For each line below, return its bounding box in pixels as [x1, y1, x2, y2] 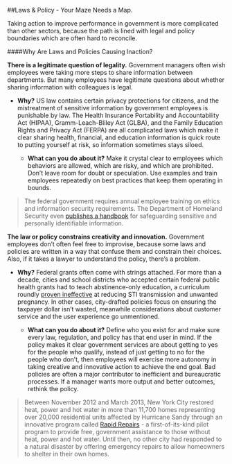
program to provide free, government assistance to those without [24, 428, 211, 436]
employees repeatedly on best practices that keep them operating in [27, 176, 223, 184]
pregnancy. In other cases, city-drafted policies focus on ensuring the [17, 298, 217, 306]
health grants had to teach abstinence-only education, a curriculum [17, 283, 210, 291]
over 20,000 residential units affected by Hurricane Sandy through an [24, 413, 223, 421]
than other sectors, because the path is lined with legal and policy [7, 27, 195, 35]
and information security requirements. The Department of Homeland [24, 205, 223, 212]
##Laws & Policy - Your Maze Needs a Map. [7, 6, 133, 14]
